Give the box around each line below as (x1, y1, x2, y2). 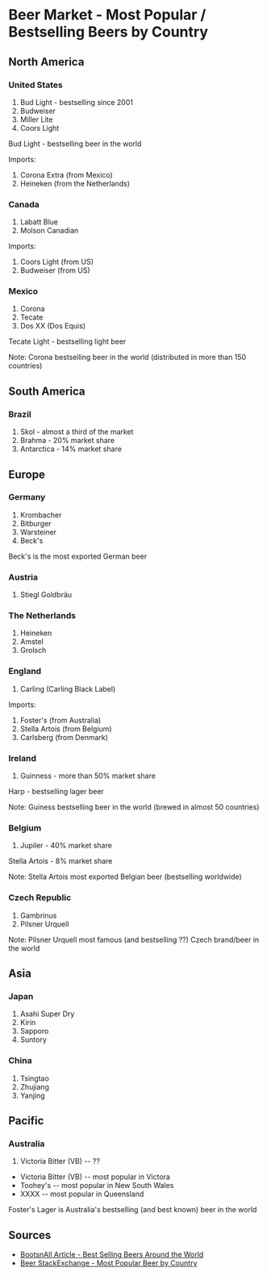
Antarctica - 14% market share (19, 444, 123, 454)
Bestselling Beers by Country (8, 23, 208, 41)
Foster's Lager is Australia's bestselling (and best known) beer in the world (8, 1205, 257, 1215)
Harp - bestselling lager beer (8, 787, 105, 797)
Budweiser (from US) (19, 266, 90, 275)
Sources (8, 1228, 52, 1242)
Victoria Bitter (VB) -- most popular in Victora (19, 1172, 171, 1182)
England (8, 666, 42, 677)
